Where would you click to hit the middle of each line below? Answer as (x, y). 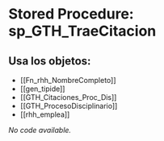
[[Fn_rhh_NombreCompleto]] (68, 80)
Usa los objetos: (50, 61)
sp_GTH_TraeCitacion (82, 31)
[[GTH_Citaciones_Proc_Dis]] (68, 97)
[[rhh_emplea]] (45, 114)
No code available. (40, 130)
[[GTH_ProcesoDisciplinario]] (69, 106)
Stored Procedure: (71, 14)
